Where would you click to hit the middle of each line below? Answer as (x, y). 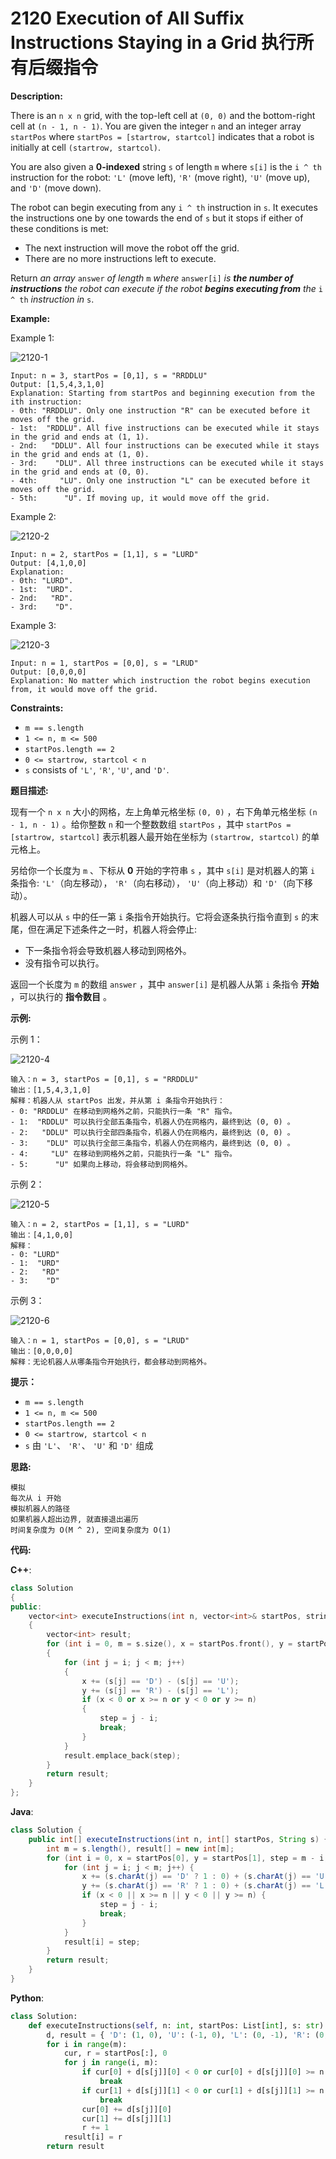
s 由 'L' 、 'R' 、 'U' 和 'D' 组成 (89, 1445)
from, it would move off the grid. (84, 689)
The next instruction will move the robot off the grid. (132, 248)
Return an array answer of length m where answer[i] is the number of (152, 278)
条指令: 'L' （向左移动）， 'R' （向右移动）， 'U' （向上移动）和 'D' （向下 (157, 883)
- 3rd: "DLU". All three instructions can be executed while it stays (167, 463)
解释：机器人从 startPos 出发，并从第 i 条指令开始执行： (117, 1100)
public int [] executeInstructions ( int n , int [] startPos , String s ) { (178, 1839)
